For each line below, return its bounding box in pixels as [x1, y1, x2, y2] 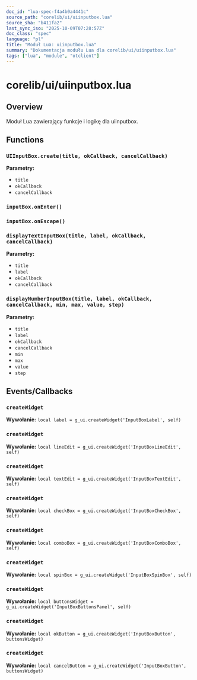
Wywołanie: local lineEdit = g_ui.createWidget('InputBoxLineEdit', [6, 443, 182, 450]
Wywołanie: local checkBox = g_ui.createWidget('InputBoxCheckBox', [6, 507, 182, 514]
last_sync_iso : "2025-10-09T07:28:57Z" [6, 25, 105, 31]
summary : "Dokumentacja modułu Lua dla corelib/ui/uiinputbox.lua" [6, 47, 177, 53]
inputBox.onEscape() [6, 218, 66, 225]
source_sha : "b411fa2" [6, 20, 62, 26]
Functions [6, 135, 45, 145]
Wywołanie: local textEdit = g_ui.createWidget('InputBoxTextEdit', [6, 475, 182, 482]
